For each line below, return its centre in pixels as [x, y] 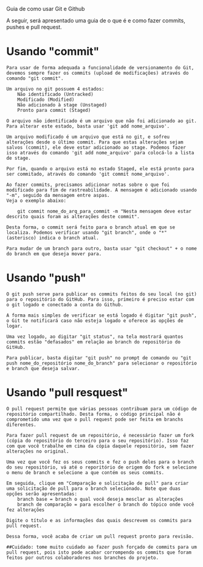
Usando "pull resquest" [67, 393]
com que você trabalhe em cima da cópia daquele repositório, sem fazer [100, 446]
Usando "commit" [53, 52]
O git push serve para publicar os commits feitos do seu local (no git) [102, 294]
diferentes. [21, 425]
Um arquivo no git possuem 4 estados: [55, 89]
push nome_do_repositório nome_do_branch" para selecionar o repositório [102, 363]
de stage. [19, 158]
